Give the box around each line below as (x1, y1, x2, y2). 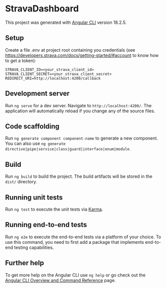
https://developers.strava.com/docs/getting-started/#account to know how (5, 52, 159, 58)
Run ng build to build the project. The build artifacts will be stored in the (5, 173, 153, 179)
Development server (5, 89, 70, 98)
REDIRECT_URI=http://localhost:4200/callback (5, 75, 101, 81)
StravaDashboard (5, 3, 79, 14)
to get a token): (5, 58, 36, 64)
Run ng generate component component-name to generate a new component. (5, 135, 159, 142)
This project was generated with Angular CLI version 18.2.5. (5, 19, 127, 25)
